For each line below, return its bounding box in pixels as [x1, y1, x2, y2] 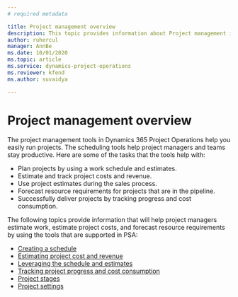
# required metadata [7, 10, 69, 18]
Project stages [17, 274, 60, 283]
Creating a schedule [17, 245, 77, 253]
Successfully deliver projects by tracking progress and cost [17, 194, 192, 203]
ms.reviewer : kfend [7, 69, 65, 76]
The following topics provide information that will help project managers [7, 216, 217, 224]
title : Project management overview [7, 23, 115, 30]
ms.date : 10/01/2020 [7, 49, 69, 57]
